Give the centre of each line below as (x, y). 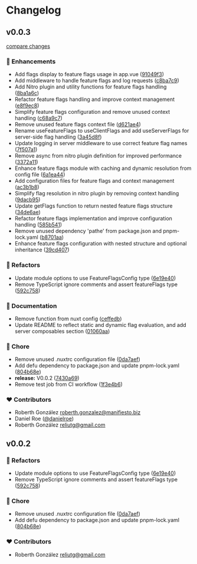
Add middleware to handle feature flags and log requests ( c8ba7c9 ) (97, 81)
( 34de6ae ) (27, 212)
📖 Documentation (32, 306)
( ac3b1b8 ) (27, 187)
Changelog (34, 10)
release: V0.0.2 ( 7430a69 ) (47, 378)
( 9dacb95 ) (27, 200)
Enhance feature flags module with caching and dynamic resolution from (103, 168)
